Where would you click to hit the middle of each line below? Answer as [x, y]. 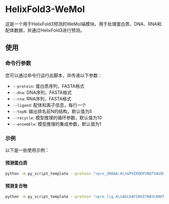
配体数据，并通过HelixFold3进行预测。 [45, 30]
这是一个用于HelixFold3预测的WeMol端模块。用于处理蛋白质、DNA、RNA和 [83, 24]
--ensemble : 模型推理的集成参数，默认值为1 [57, 124]
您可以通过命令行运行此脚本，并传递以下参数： [54, 75]
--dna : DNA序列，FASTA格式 [42, 92]
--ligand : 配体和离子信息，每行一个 [49, 105]
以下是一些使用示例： [27, 150]
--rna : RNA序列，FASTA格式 [42, 98]
